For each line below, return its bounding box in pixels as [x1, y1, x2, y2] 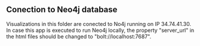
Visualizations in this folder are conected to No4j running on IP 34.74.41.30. [6, 20, 192, 27]
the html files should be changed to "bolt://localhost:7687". [6, 32, 152, 40]
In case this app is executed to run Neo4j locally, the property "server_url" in [6, 27, 195, 34]
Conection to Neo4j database [6, 5, 118, 15]
